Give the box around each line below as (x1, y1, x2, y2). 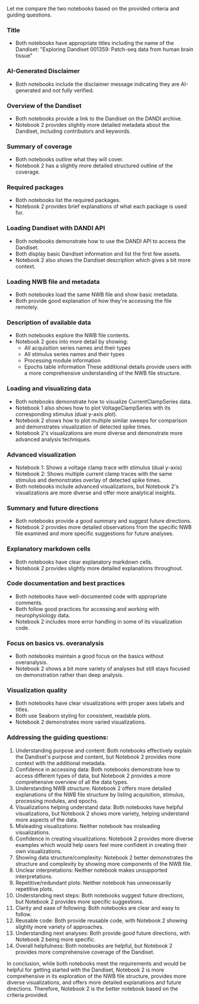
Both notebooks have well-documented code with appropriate (15, 593, 168, 600)
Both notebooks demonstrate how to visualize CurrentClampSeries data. (15, 398, 192, 405)
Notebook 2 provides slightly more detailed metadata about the (15, 121, 170, 128)
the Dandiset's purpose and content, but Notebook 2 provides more (15, 753, 181, 760)
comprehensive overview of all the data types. (15, 778, 129, 785)
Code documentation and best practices (7, 579, 125, 587)
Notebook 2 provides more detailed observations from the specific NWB (15, 524, 192, 531)
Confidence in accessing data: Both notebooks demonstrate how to (15, 766, 180, 773)
